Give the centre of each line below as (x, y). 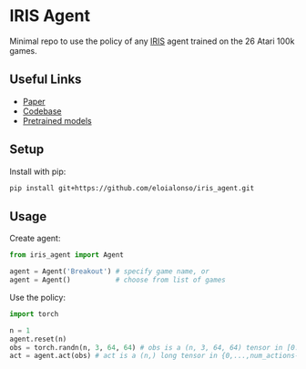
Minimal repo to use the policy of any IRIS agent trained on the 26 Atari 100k (152, 41)
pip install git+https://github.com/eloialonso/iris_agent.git (132, 188)
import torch (34, 314)
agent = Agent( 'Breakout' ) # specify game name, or (109, 272)
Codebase (42, 111)
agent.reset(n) (38, 339)
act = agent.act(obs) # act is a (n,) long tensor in (114, 356)
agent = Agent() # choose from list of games (117, 280)
